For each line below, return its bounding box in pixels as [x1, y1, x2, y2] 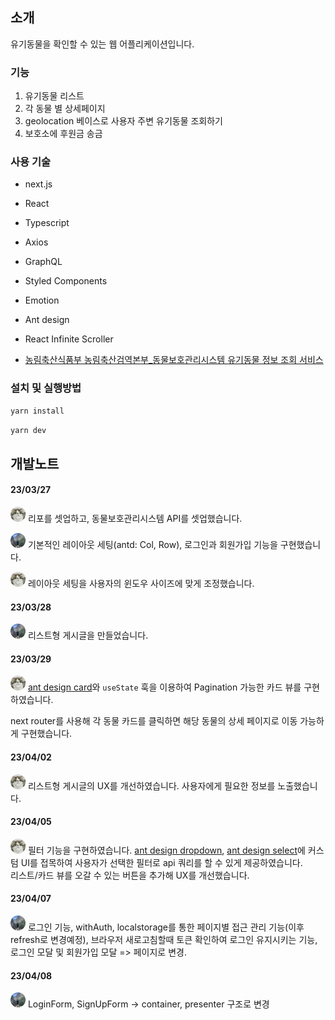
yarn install [10, 406, 65, 416]
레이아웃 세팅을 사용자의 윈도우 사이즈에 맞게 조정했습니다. [27, 578, 255, 590]
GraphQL [24, 256, 63, 268]
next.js [24, 178, 53, 190]
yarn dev [10, 425, 47, 435]
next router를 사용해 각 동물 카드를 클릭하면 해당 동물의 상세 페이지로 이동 [10, 715, 298, 727]
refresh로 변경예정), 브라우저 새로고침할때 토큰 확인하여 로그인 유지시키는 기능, [10, 934, 318, 946]
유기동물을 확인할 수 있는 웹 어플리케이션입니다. [10, 38, 195, 50]
